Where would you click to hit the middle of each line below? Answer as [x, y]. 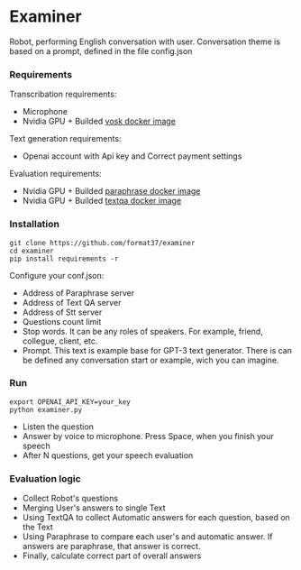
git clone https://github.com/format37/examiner [102, 243]
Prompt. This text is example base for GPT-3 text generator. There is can [157, 350]
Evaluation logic [45, 478]
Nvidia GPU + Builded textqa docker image [102, 201]
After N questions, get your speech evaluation [108, 455]
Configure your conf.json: [57, 275]
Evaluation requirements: [55, 174]
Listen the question [58, 427]
